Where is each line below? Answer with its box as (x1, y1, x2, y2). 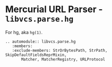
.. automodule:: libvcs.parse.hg (5, 39, 76, 44)
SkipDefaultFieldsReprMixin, (5, 52, 67, 57)
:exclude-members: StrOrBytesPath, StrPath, (12, 48, 108, 53)
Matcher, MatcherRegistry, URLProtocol (21, 57, 105, 62)
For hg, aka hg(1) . (5, 29, 43, 35)
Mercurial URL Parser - (5, 4, 103, 15)
